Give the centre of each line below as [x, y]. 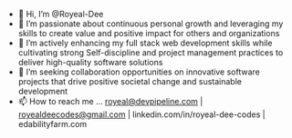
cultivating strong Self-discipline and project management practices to [151, 53]
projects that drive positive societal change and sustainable [130, 81]
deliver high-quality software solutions [90, 62]
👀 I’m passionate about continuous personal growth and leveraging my [151, 24]
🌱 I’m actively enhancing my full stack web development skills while [145, 43]
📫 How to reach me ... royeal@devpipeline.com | [110, 101]
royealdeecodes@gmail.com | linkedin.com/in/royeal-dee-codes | [142, 114]
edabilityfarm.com [52, 124]
